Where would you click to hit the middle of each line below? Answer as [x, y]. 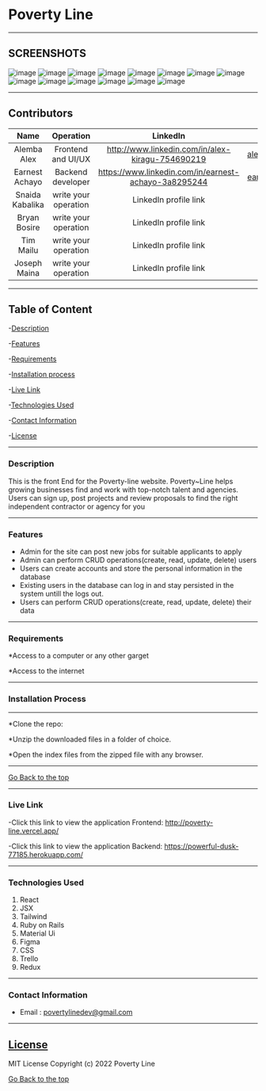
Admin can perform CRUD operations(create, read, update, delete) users [138, 559]
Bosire [28, 227]
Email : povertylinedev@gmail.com [76, 1013]
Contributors [41, 114]
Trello [29, 959]
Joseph [28, 263]
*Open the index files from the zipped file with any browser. [106, 754]
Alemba [28, 149]
